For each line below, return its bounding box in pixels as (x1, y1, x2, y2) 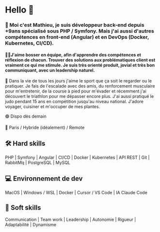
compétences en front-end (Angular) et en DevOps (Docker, (5, 34, 149, 41)
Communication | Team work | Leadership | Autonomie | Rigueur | (5, 217, 136, 222)
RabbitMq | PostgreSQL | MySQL (5, 160, 70, 166)
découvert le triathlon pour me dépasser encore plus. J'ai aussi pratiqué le (5, 93, 154, 99)
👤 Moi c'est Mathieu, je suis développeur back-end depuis (5, 22, 144, 29)
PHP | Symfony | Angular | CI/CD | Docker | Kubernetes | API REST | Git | (5, 155, 150, 160)
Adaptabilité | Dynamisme (5, 221, 57, 227)
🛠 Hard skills (5, 139, 46, 147)
